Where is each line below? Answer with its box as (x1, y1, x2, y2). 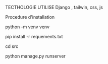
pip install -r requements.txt (5, 34, 63, 39)
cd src (5, 43, 19, 49)
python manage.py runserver (5, 53, 66, 59)
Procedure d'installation (5, 14, 55, 20)
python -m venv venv (5, 24, 49, 30)
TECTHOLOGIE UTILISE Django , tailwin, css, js (5, 5, 103, 10)
